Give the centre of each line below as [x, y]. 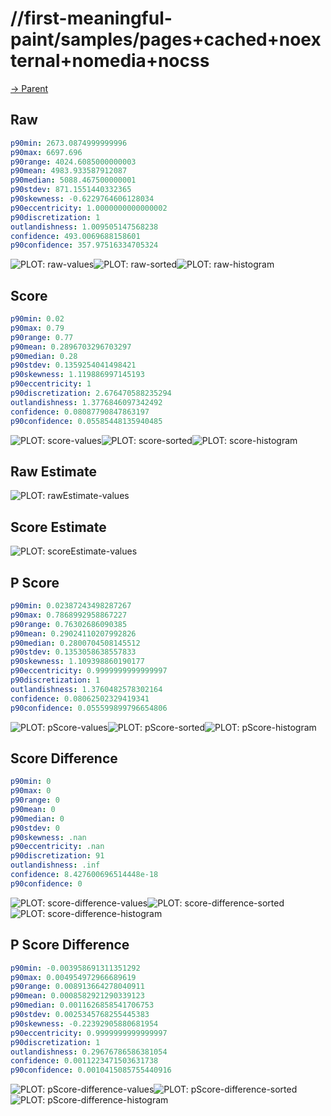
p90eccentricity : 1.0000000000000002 [89, 208]
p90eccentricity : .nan [57, 847]
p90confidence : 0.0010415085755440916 [91, 1070]
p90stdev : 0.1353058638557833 [73, 652]
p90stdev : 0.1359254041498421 [73, 365]
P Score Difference [70, 945]
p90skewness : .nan [48, 837]
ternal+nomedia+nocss [110, 61]
